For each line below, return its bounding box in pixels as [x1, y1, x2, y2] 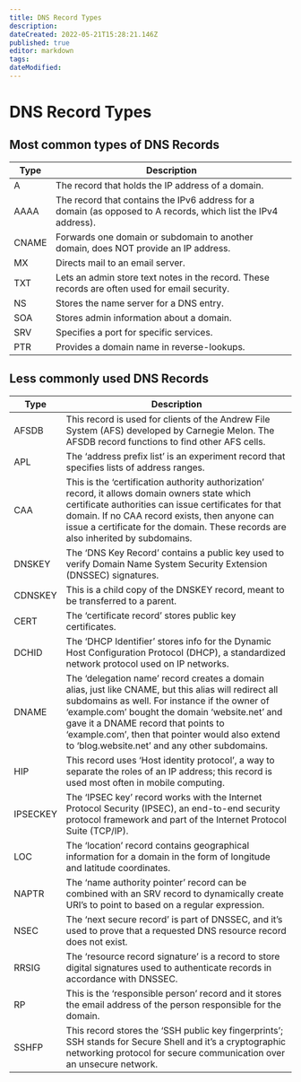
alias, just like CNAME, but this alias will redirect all [65, 683, 279, 695]
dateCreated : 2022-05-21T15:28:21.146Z [9, 30, 159, 39]
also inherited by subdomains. [65, 531, 193, 544]
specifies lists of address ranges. [65, 461, 205, 474]
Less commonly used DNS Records [9, 371, 209, 387]
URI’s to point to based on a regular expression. [65, 898, 265, 911]
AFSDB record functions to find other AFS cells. [65, 435, 266, 448]
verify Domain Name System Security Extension [65, 557, 268, 570]
